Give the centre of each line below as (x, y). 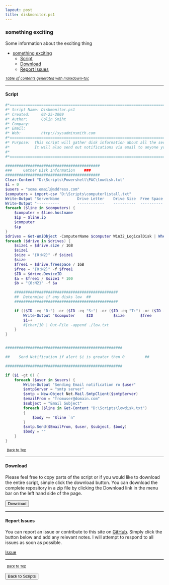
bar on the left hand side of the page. (44, 494)
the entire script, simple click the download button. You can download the (81, 482)
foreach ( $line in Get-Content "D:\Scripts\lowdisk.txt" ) (85, 408)
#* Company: (18, 124)
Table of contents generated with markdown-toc (47, 78)
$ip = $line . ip (30, 218)
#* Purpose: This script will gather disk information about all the (81, 142)
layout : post (19, 10)
